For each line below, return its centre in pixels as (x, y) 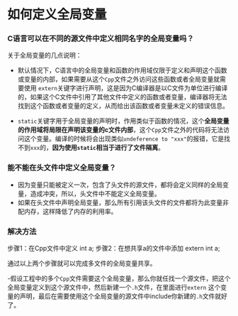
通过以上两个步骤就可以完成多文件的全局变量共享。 (82, 263)
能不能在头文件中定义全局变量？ (62, 168)
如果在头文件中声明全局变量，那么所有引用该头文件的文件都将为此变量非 (123, 202)
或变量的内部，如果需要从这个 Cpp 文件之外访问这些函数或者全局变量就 (119, 80)
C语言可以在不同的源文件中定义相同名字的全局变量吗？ (101, 38)
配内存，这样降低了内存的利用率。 (67, 211)
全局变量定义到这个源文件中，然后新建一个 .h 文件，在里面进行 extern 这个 (114, 288)
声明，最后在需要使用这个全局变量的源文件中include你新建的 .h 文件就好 (124, 296)
